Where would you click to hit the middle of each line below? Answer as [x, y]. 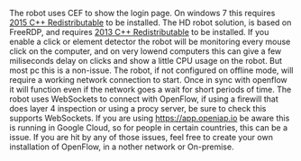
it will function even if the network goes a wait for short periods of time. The [150, 89]
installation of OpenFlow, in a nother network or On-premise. [122, 147]
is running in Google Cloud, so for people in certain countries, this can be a [149, 128]
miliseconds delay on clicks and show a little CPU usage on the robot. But [146, 61]
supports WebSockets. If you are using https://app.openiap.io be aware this [150, 118]
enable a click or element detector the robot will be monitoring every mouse [150, 41]
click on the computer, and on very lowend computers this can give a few [146, 51]
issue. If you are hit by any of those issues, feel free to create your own [141, 137]
